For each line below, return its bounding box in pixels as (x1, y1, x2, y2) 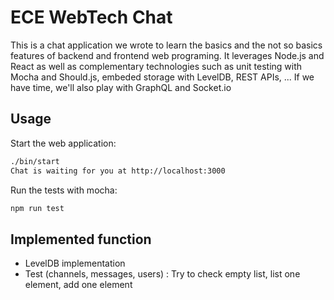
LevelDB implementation (24, 257, 126, 270)
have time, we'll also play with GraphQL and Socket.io (10, 81, 232, 93)
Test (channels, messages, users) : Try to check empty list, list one (24, 268, 301, 280)
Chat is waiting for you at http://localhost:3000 (10, 166, 226, 176)
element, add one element (24, 279, 133, 291)
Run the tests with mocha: (10, 184, 118, 196)
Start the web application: (10, 137, 117, 149)
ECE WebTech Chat (10, 6, 173, 29)
